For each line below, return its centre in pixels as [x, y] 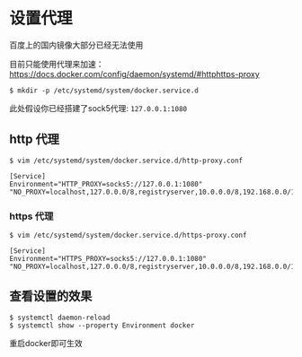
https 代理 [31, 216]
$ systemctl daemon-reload [60, 318]
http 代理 [35, 139]
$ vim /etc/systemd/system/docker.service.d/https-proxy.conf [128, 235]
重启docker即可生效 [46, 343]
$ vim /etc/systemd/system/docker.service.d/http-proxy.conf [126, 161]
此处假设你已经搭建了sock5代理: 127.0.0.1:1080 [98, 108]
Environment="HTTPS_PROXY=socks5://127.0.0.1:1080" [108, 259]
